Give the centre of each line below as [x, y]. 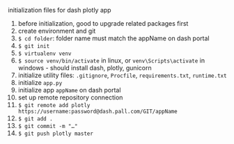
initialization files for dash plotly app [60, 10]
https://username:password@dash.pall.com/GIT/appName [97, 111]
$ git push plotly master [55, 134]
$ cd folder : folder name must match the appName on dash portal [114, 38]
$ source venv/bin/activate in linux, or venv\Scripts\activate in [111, 61]
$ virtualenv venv [45, 54]
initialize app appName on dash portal [69, 90]
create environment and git [57, 31]
